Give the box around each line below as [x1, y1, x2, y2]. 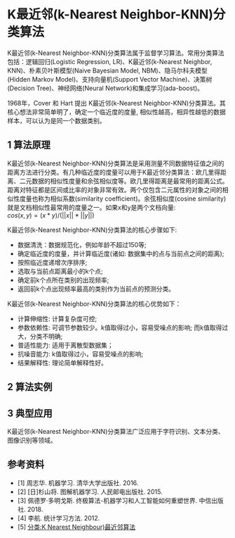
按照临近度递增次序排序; [17, 258, 88, 266]
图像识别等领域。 [7, 436, 57, 444]
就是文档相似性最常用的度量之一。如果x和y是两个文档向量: [7, 203, 176, 211]
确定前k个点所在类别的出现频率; [17, 275, 109, 284]
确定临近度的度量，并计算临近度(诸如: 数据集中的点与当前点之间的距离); [17, 249, 224, 258]
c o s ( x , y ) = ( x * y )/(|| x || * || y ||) [7, 211, 95, 219]
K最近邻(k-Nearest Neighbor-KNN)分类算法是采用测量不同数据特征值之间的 [7, 159, 224, 168]
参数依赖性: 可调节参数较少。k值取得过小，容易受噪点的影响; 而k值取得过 [17, 323, 229, 332]
